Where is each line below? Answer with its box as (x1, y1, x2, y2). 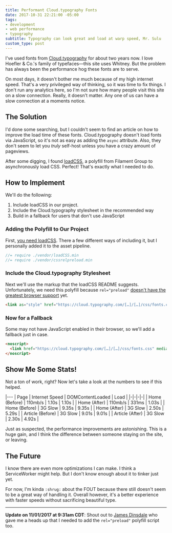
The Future (5, 451, 41, 460)
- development (5, 22, 36, 27)
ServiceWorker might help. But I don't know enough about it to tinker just (5, 471, 159, 477)
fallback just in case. (5, 331, 49, 337)
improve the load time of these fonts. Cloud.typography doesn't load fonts (5, 131, 162, 138)
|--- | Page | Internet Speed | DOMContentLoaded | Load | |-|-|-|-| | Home (5, 394, 161, 401)
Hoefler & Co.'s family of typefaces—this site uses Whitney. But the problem (5, 60, 166, 67)
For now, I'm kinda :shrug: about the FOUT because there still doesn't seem (5, 486, 166, 492)
